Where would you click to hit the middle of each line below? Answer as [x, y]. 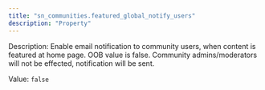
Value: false [29, 79]
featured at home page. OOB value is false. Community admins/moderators [133, 55]
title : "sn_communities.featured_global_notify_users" [102, 16]
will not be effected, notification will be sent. [82, 63]
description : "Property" [50, 23]
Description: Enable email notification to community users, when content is [132, 46]
